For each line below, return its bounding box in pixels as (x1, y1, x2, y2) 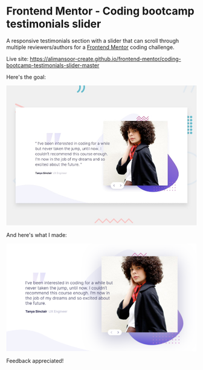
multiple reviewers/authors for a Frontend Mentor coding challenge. (6, 44, 175, 51)
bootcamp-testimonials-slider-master (6, 62, 100, 69)
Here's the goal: (6, 73, 47, 80)
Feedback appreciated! (6, 357, 64, 364)
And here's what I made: (6, 231, 68, 238)
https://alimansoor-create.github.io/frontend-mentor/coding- (30, 55, 181, 62)
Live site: (6, 55, 29, 62)
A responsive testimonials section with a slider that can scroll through (6, 37, 179, 44)
